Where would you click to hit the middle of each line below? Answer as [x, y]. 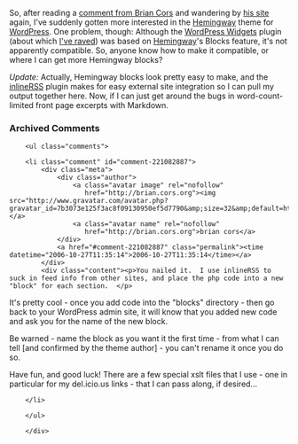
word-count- [260, 96]
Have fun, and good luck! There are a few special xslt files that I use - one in [149, 375]
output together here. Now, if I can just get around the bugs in [122, 96]
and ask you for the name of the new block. [89, 322]
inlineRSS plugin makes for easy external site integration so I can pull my [142, 86]
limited [21, 105]
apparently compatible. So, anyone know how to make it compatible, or [139, 51]
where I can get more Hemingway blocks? [86, 60]
